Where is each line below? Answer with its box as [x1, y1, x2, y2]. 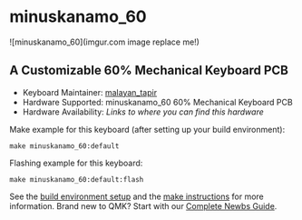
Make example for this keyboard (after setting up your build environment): [9, 124, 286, 135]
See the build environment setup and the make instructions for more [9, 191, 265, 202]
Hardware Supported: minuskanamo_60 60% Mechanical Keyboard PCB [22, 96, 293, 107]
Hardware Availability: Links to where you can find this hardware [22, 106, 265, 117]
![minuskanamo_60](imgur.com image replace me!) [9, 36, 200, 47]
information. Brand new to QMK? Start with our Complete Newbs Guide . [9, 200, 278, 211]
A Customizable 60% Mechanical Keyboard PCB [9, 63, 288, 78]
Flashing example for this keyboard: [9, 157, 143, 168]
